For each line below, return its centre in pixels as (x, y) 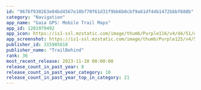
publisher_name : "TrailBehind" (45, 50)
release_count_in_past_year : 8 (45, 67)
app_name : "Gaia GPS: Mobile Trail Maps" (59, 22)
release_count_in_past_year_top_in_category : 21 (68, 78)
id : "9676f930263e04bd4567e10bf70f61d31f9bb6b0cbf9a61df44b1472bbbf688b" (100, 12)
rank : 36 (17, 56)
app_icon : (19, 34)
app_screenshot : (26, 39)
